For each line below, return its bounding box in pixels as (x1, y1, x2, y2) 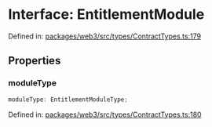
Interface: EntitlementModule (8, 5, 205, 24)
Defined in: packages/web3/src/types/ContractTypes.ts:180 (8, 110, 202, 119)
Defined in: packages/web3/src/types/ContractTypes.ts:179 (8, 31, 202, 41)
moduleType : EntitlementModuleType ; (8, 96, 128, 103)
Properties (8, 54, 61, 67)
